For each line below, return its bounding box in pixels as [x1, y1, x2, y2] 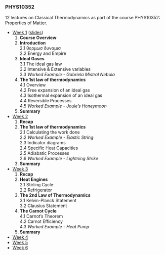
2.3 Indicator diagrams [19, 140, 66, 146]
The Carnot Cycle [19, 208, 57, 214]
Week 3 [12, 166, 28, 172]
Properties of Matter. [5, 20, 47, 26]
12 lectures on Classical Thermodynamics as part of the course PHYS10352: [5, 15, 161, 21]
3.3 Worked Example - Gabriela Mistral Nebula [19, 72, 115, 78]
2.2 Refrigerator [19, 187, 52, 193]
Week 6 [12, 245, 28, 251]
